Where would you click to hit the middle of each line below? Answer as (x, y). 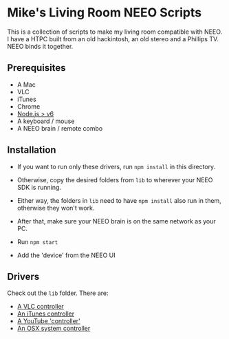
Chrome (29, 106)
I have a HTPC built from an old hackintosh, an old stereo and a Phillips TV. (113, 39)
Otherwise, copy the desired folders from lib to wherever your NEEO (115, 179)
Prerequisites (36, 68)
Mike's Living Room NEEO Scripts (104, 13)
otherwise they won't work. (56, 208)
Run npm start (37, 241)
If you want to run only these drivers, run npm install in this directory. (116, 166)
